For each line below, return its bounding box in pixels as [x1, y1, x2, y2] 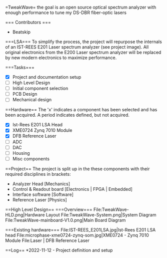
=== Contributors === [5, 20, 51, 25]
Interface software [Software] [12, 191, 74, 197]
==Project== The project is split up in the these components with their [5, 165, 150, 172]
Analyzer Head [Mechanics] [12, 180, 70, 187]
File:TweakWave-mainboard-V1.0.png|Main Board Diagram [5, 217, 126, 223]
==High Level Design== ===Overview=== [5, 206, 92, 212]
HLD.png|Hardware [5, 211, 45, 217]
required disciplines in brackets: [5, 171, 71, 177]
